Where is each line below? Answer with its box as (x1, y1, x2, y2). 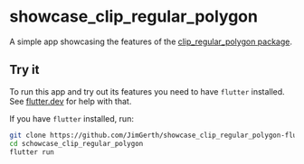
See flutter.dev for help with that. (9, 96, 132, 106)
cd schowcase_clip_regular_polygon (9, 139, 144, 148)
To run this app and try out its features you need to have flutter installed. (9, 86, 285, 96)
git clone (9, 131, 47, 140)
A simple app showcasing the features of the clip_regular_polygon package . (9, 36, 292, 47)
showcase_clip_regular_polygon (9, 6, 258, 27)
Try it (9, 62, 40, 77)
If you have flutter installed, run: (9, 113, 134, 123)
